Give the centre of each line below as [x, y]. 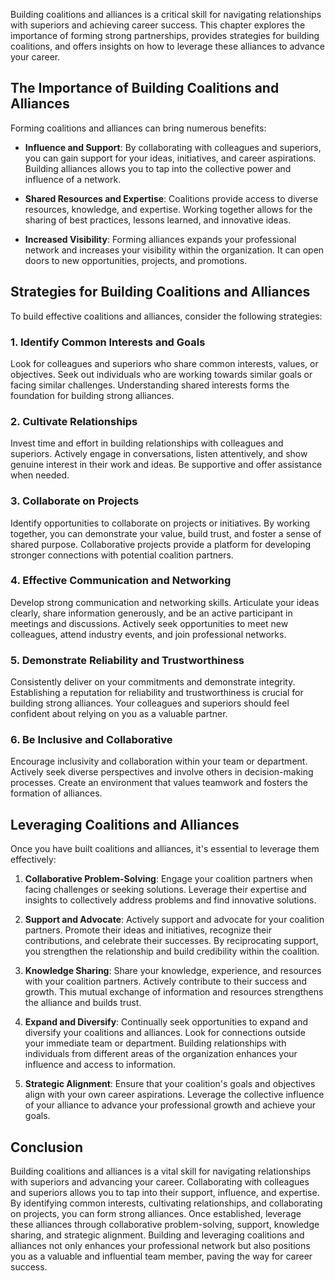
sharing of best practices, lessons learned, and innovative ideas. [158, 220]
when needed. [40, 475]
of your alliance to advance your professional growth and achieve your [170, 1105]
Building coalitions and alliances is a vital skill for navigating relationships [161, 1171]
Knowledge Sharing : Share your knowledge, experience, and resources [173, 971]
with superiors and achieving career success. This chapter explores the [158, 25]
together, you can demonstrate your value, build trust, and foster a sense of [166, 533]
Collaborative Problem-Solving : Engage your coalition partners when [168, 879]
